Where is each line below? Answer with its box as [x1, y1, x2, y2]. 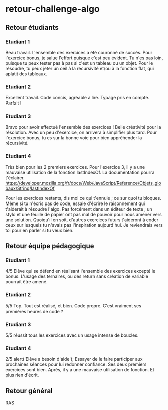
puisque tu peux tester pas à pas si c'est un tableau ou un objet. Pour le [5, 60, 153, 66]
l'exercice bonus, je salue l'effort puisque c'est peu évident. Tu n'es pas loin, [5, 55, 163, 61]
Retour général [5, 386, 53, 395]
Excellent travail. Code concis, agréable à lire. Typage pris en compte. [5, 95, 149, 101]
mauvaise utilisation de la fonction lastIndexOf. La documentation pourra [5, 169, 155, 175]
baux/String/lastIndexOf [5, 185, 55, 191]
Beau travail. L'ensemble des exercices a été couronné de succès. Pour [5, 49, 153, 55]
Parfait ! [5, 100, 22, 106]
